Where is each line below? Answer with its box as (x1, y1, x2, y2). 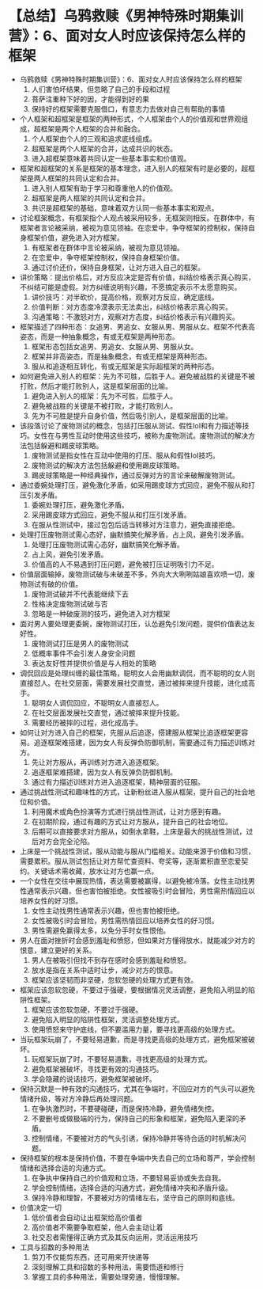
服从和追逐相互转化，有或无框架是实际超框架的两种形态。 (31, 361, 219, 371)
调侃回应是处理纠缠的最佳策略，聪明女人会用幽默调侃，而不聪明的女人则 (19, 668, 255, 678)
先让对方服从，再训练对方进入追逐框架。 (31, 757, 163, 766)
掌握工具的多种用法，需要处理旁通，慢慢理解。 (31, 1272, 184, 1281)
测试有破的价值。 (26, 579, 83, 588)
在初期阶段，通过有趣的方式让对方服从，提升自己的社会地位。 (31, 816, 233, 826)
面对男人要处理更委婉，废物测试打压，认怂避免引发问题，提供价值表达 (19, 618, 249, 628)
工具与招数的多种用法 (19, 1242, 89, 1252)
